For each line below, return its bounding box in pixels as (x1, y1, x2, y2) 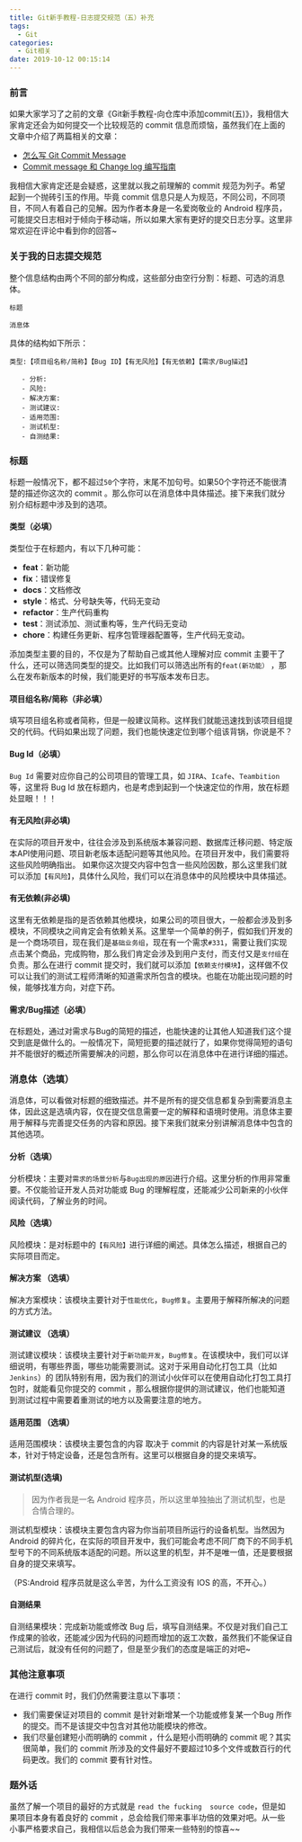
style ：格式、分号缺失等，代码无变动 (22, 595, 160, 607)
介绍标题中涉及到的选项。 (16, 498, 112, 509)
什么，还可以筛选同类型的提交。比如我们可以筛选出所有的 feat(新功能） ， (9, 660, 280, 671)
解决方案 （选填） (9, 1273, 75, 1283)
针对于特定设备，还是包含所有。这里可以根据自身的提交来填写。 (24, 1450, 262, 1461)
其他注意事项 (9, 1668, 66, 1680)
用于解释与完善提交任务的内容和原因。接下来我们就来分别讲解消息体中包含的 (9, 1117, 293, 1129)
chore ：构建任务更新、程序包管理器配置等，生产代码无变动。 (22, 630, 250, 640)
